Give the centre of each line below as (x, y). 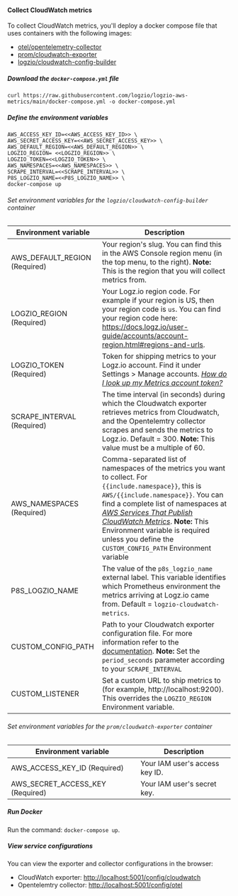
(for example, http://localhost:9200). (163, 689)
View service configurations (50, 846)
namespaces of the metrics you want (163, 468)
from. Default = (127, 604)
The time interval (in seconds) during (163, 394)
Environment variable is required (156, 531)
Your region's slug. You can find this (161, 244)
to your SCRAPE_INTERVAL (142, 669)
